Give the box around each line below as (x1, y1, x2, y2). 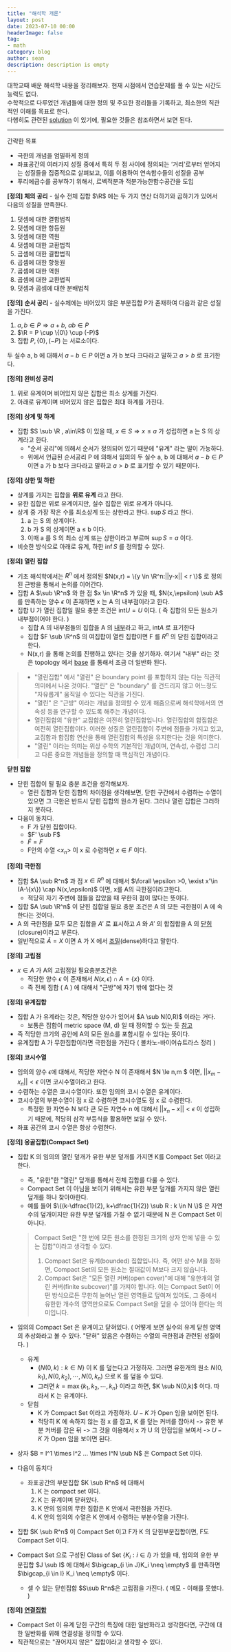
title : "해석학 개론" (7, 10, 62, 17)
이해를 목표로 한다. (19, 107, 70, 115)
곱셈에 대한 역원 (16, 267, 60, 275)
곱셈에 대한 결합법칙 (16, 249, 71, 258)
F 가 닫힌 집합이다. (27, 823, 77, 831)
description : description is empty (7, 61, 109, 68)
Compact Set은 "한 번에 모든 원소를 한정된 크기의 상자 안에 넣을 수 (34, 1233, 213, 1241)
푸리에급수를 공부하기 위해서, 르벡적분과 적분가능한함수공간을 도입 (16, 177, 194, 185)
